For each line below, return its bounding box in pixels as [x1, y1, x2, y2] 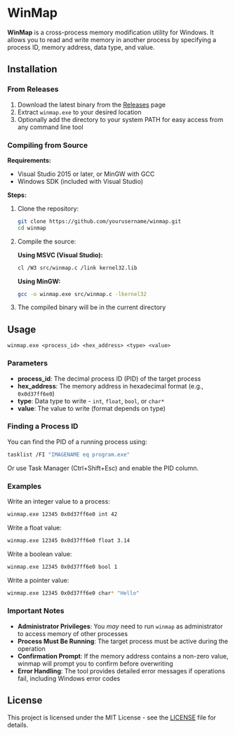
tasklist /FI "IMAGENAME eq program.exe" [7, 451, 130, 458]
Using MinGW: [17, 277, 61, 285]
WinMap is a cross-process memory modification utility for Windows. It [7, 28, 214, 36]
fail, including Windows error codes [17, 674, 121, 682]
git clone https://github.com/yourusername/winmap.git [17, 217, 182, 225]
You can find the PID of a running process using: [7, 437, 147, 446]
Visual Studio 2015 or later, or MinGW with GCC [17, 170, 155, 178]
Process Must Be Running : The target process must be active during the [17, 637, 229, 645]
